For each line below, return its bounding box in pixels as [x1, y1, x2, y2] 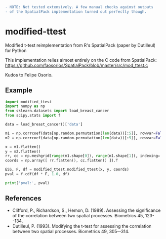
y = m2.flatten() [5, 149, 41, 154]
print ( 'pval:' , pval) [5, 180, 50, 185]
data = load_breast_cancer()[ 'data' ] [5, 122, 83, 127]
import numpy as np [5, 104, 45, 109]
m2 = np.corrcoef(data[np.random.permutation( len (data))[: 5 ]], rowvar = [5, 135, 156, 140]
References [5, 194, 41, 202]
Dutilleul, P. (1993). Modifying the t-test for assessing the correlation [12, 223, 152, 229]
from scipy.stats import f [5, 113, 61, 118]
